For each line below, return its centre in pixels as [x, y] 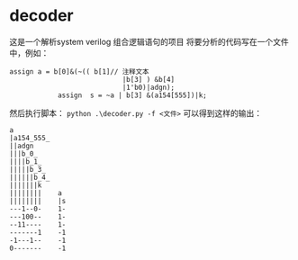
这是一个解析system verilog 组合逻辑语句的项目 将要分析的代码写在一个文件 [149, 41]
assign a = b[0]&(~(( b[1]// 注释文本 [80, 72]
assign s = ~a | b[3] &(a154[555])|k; [132, 95]
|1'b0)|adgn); [149, 87]
